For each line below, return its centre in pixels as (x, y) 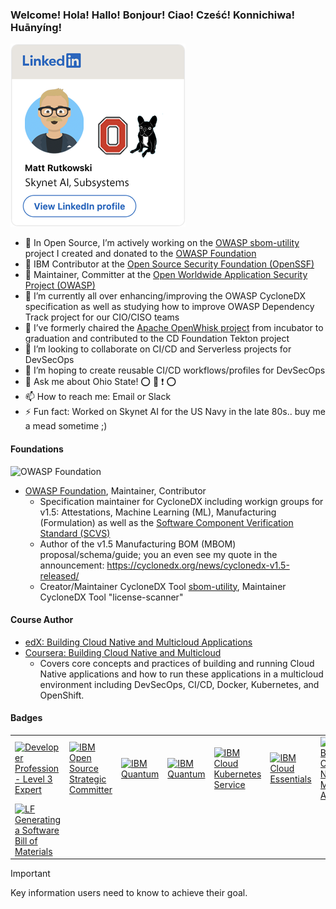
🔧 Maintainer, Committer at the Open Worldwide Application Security (166, 275)
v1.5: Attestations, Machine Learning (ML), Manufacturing (158, 512)
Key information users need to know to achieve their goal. (129, 893)
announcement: (72, 565)
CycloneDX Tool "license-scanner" (111, 597)
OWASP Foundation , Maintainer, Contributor (115, 490)
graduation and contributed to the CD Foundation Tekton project (157, 339)
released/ (59, 575)
